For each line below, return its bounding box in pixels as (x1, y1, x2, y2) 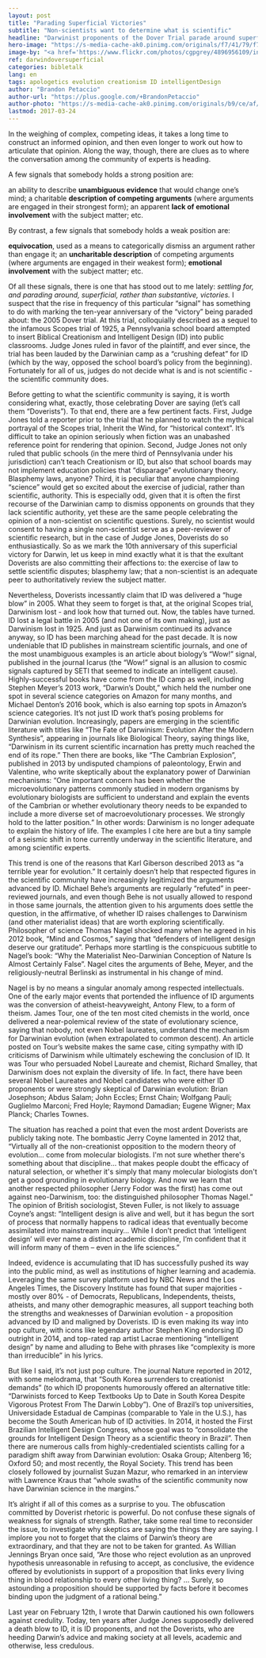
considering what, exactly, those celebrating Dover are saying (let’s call (8, 398, 241, 407)
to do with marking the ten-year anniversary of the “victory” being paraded (8, 307, 253, 316)
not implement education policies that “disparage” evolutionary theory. (8, 465, 239, 475)
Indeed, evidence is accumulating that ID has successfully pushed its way (8, 1258, 249, 1267)
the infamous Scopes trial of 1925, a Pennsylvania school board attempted (8, 324, 251, 333)
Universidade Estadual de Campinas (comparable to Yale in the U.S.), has (8, 1408, 247, 1417)
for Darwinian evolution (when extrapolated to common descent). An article (8, 1033, 254, 1043)
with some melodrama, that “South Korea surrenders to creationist (8, 1374, 224, 1384)
